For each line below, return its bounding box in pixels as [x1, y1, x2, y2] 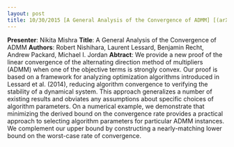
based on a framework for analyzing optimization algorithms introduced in [7, 72, 219, 80]
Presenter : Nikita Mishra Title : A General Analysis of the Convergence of [7, 35, 217, 44]
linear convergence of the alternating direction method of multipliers [7, 58, 203, 66]
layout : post [7, 10, 45, 17]
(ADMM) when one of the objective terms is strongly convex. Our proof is [7, 65, 218, 73]
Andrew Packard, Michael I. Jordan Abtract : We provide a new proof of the [7, 50, 223, 59]
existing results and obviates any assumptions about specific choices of [7, 94, 214, 103]
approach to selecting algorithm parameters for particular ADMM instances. [7, 116, 225, 125]
